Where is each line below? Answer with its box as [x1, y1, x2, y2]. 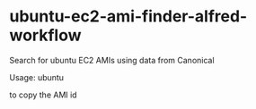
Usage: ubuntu [9, 71, 65, 82]
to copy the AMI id [9, 89, 78, 100]
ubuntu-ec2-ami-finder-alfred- [9, 6, 248, 27]
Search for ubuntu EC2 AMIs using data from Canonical [9, 54, 215, 65]
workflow [9, 25, 82, 46]
